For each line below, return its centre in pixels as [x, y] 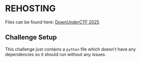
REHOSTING [30, 9]
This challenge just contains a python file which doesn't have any [70, 49]
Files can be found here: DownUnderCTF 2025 [52, 22]
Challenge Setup [31, 37]
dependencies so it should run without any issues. [56, 54]
